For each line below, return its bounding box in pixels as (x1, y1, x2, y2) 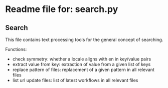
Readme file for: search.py (5, 3, 118, 15)
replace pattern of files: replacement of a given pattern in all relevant (12, 66, 154, 72)
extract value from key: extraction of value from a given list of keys (12, 61, 151, 67)
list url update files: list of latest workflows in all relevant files (12, 77, 138, 83)
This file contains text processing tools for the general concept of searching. (5, 36, 163, 42)
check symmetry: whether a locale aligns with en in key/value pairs (12, 56, 151, 62)
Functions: (5, 46, 27, 52)
